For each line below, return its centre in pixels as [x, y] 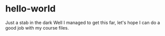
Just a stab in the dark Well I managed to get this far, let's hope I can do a [83, 22]
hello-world [31, 9]
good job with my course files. [37, 27]
